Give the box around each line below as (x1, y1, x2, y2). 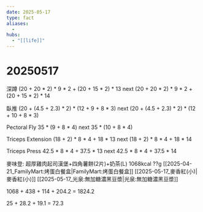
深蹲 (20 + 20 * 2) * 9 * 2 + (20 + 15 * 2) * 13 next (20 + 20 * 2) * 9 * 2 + (6, 85, 193, 92)
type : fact (6, 15, 34, 21)
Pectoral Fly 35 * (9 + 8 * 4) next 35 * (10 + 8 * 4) (6, 124, 133, 131)
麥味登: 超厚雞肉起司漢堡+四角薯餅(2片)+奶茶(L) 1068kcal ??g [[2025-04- (6, 160, 192, 167)
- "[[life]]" (12, 37, 45, 44)
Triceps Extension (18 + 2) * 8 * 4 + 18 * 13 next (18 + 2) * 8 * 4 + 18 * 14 (6, 135, 192, 143)
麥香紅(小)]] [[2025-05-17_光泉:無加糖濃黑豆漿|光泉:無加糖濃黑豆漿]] (6, 175, 178, 183)
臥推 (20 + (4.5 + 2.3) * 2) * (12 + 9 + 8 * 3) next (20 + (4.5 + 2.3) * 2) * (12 (6, 104, 196, 112)
